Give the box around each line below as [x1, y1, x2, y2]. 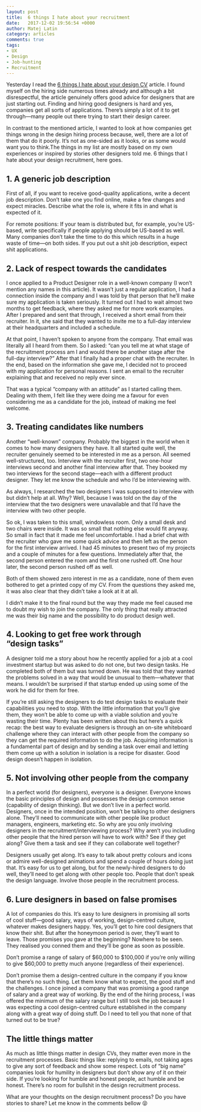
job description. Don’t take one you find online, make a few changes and [6, 196, 185, 203]
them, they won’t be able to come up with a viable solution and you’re [6, 711, 178, 718]
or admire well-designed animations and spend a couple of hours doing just [6, 858, 194, 865]
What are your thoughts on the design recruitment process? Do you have [6, 1093, 187, 1101]
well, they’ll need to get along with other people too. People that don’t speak [6, 871, 195, 878]
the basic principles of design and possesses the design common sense [6, 795, 185, 802]
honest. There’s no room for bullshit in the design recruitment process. [6, 1081, 181, 1089]
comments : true [6, 37, 44, 43]
